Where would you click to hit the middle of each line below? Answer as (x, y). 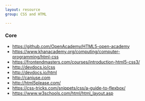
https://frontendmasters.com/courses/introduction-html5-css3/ (76, 62)
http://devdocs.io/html (34, 72)
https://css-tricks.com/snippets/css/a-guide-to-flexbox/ (69, 88)
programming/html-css (35, 56)
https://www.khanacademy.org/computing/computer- (66, 51)
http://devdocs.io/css (33, 67)
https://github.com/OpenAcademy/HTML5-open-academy (71, 46)
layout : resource (23, 10)
